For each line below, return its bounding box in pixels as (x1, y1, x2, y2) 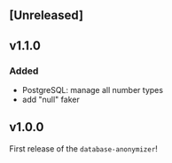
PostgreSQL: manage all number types (21, 85, 164, 96)
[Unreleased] (9, 8, 84, 23)
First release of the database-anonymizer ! (9, 143, 158, 154)
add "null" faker (21, 94, 80, 105)
